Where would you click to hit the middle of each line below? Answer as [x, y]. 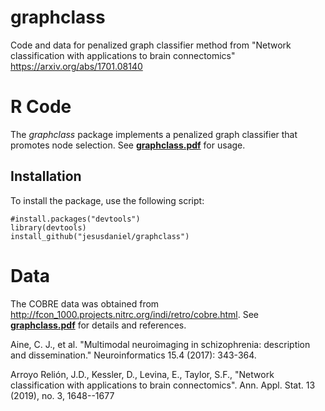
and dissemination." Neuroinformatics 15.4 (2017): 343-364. [133, 355]
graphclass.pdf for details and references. [98, 325]
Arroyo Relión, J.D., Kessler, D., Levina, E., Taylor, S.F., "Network [142, 374]
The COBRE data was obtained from [85, 303]
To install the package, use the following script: [107, 200]
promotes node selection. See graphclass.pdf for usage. [128, 145]
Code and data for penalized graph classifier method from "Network [151, 45]
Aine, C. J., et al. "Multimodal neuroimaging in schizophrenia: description [160, 344]
